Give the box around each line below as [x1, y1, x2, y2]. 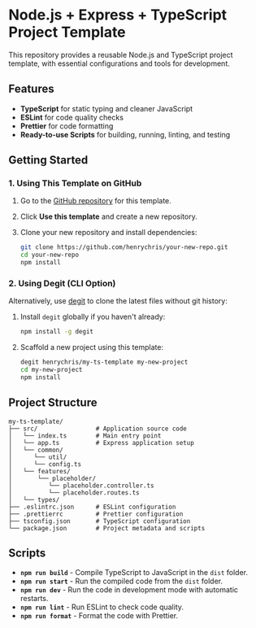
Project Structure [8, 396, 98, 410]
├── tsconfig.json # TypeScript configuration [8, 517, 191, 526]
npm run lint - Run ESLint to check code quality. [20, 602, 184, 612]
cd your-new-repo [20, 251, 80, 259]
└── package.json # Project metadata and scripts [8, 524, 206, 532]
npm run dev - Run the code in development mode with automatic [20, 585, 238, 595]
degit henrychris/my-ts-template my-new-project [20, 358, 189, 367]
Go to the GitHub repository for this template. [20, 196, 172, 206]
